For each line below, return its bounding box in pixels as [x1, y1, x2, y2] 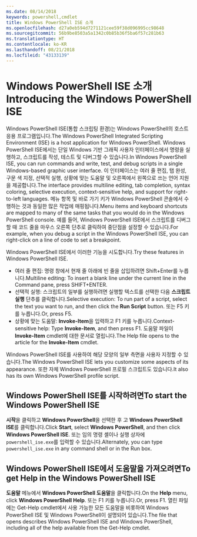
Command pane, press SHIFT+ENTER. [14, 281, 108, 288]
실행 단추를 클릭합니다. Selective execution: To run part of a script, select [14, 295, 188, 303]
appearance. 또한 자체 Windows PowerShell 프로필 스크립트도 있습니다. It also [6, 365, 188, 372]
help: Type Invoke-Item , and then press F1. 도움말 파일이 [38, 324, 173, 332]
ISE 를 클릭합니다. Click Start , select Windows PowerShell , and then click [6, 424, 181, 431]
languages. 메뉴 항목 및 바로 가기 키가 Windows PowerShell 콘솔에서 [22, 195, 183, 202]
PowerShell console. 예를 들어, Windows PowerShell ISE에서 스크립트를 [6, 216, 175, 223]
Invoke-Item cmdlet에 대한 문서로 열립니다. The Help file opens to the [14, 332, 179, 339]
